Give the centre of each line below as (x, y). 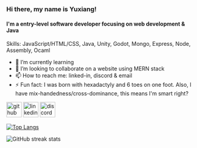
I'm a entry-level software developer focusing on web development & (96, 24)
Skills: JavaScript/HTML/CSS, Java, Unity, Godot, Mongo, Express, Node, (99, 44)
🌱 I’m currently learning (45, 62)
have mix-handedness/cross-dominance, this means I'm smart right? (102, 94)
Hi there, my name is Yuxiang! (52, 9)
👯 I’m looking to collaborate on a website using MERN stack (90, 68)
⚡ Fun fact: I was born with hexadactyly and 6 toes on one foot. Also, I (103, 85)
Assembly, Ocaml (28, 50)
